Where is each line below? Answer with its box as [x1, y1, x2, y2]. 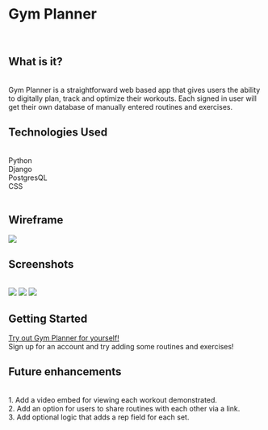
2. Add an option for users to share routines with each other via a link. [8, 403, 241, 413]
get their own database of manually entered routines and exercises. [8, 102, 232, 111]
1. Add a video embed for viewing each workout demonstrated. [8, 395, 218, 404]
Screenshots [8, 257, 74, 271]
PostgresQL [8, 173, 48, 182]
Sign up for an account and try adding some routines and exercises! [8, 342, 234, 351]
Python [8, 155, 32, 165]
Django [8, 164, 32, 173]
